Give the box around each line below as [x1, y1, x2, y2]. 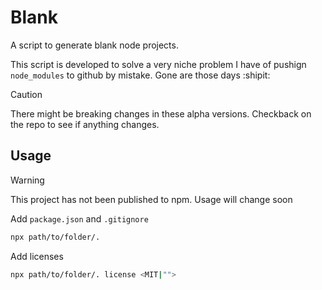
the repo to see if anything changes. [10, 118, 160, 130]
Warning [10, 174, 45, 186]
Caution [10, 88, 43, 100]
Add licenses [10, 250, 64, 262]
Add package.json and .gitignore [10, 212, 149, 225]
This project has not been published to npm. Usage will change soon [10, 193, 293, 205]
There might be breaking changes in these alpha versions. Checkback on [10, 107, 312, 120]
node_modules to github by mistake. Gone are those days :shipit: [10, 69, 271, 81]
